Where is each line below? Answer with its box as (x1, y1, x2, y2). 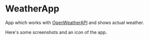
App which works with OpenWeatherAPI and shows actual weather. (5, 19, 144, 25)
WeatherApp (5, 3, 59, 14)
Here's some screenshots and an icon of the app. (5, 29, 107, 35)
